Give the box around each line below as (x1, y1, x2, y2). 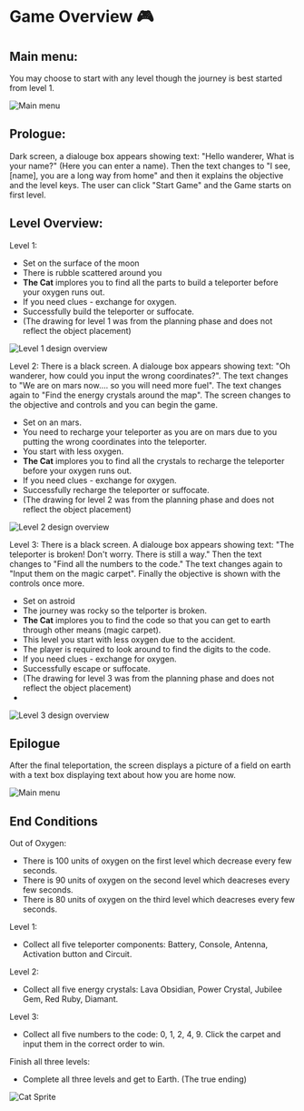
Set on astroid (22, 595, 75, 606)
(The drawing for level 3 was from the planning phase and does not (22, 672, 275, 683)
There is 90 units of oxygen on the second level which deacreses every (22, 874, 290, 886)
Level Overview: (9, 216, 103, 231)
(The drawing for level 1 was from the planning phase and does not (22, 315, 273, 327)
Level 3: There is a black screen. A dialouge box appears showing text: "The (9, 539, 295, 550)
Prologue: (9, 126, 66, 142)
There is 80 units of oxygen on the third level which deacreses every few (22, 894, 296, 905)
